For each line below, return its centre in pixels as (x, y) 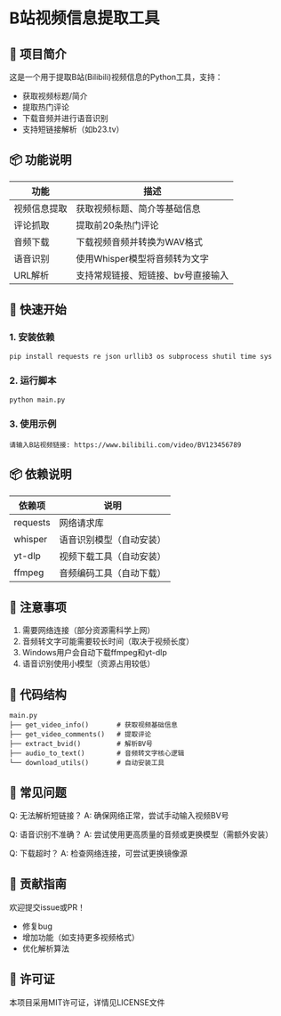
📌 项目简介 (38, 54)
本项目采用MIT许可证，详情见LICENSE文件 (87, 1002)
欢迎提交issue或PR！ (48, 907)
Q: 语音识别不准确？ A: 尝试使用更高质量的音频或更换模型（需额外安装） (141, 834)
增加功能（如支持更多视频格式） (80, 937)
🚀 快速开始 (38, 309)
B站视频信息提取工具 (84, 18)
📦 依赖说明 (41, 474)
